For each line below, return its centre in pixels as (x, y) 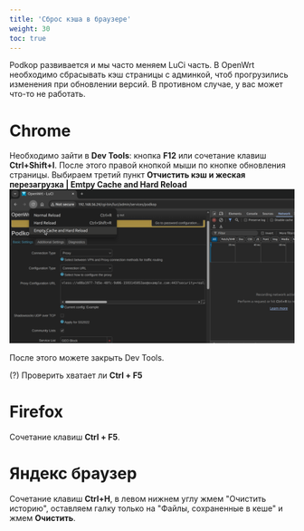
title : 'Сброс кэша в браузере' (70, 19)
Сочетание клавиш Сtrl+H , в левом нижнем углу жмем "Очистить (138, 498)
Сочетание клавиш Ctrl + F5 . (65, 437)
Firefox (36, 412)
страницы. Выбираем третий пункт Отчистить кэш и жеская (128, 175)
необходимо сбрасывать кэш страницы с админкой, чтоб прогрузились (149, 75)
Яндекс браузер (73, 473)
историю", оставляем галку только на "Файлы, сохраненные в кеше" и (146, 508)
